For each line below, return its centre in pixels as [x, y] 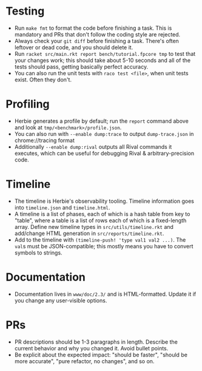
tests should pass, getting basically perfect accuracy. [81, 66]
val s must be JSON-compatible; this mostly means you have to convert [104, 246]
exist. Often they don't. [43, 80]
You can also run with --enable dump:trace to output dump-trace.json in [104, 134]
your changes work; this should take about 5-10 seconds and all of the [103, 60]
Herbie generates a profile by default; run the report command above [101, 121]
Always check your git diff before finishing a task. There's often [97, 41]
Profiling [28, 104]
